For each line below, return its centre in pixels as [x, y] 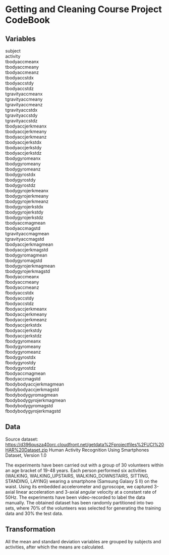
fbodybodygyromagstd [29, 405]
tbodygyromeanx [23, 158]
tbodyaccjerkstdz [23, 153]
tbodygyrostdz [20, 185]
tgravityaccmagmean [27, 233]
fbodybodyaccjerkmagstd [32, 390]
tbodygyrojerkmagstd [28, 271]
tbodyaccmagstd [23, 228]
